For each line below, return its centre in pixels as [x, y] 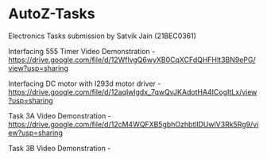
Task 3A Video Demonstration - [60, 115]
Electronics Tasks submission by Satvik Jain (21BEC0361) [103, 36]
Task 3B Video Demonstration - [60, 148]
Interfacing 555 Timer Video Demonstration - [82, 51]
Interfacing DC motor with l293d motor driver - [85, 83]
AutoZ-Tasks [52, 14]
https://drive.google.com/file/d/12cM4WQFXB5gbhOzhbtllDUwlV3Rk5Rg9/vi [133, 124]
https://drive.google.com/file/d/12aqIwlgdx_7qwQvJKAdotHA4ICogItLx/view [133, 91]
